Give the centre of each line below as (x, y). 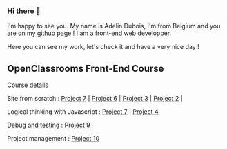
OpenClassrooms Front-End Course (86, 68)
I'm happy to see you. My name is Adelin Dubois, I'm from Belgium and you (114, 26)
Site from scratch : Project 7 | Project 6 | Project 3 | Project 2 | (95, 99)
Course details (28, 85)
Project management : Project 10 (53, 139)
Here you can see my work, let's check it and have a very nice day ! (103, 47)
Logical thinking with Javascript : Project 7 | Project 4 (83, 112)
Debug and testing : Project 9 (49, 125)
